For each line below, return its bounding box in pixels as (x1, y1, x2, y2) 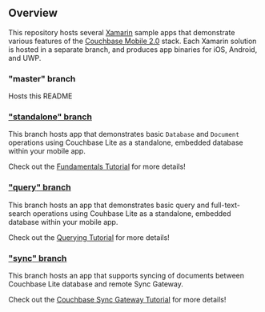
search (8, 208, 31, 218)
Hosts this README (8, 91, 73, 101)
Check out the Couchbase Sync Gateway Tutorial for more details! (8, 295, 227, 304)
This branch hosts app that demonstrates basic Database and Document (8, 130, 240, 139)
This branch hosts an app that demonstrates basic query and (8, 200, 210, 210)
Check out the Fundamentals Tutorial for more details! (8, 162, 186, 171)
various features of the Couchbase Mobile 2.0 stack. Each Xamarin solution (8, 36, 257, 46)
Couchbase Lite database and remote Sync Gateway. (8, 279, 184, 289)
